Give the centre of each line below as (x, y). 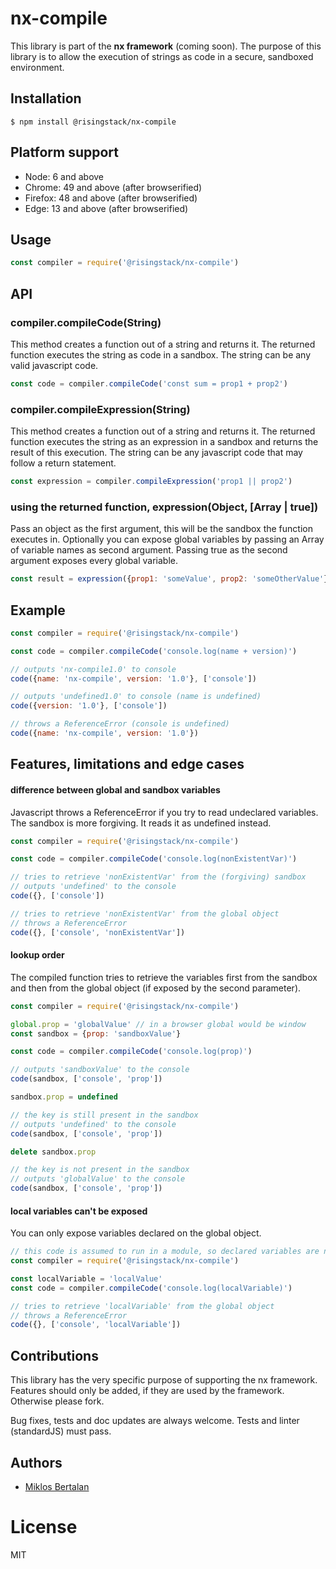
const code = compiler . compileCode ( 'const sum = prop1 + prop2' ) (149, 383)
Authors (36, 1462)
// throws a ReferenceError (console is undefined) (120, 724)
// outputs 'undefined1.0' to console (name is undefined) (136, 697)
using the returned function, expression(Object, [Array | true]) (164, 507)
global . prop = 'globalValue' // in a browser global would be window (158, 1024)
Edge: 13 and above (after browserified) (106, 208)
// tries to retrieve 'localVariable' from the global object (142, 1306)
